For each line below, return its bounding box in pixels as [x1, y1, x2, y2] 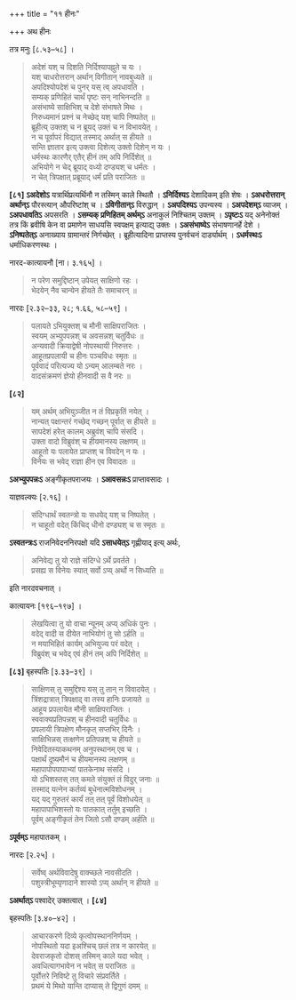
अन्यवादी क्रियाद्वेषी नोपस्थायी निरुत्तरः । [30, 340, 140, 351]
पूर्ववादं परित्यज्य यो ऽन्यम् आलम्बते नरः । [30, 361, 144, 371]
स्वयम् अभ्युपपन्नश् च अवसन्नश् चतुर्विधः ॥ [30, 331, 144, 341]
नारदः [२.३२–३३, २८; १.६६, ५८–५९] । [9, 303, 128, 313]
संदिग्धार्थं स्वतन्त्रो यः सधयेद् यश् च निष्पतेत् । [30, 509, 156, 520]
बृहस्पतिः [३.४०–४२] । [9, 913, 76, 924]
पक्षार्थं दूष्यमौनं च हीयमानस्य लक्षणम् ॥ [30, 754, 135, 764]
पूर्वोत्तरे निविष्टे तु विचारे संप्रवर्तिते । [30, 971, 127, 981]
